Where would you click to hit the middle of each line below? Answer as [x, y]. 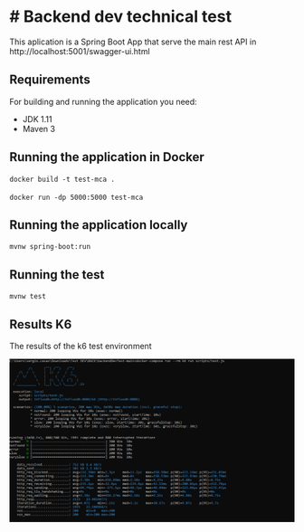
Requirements [50, 80]
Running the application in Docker [107, 157]
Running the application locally [99, 225]
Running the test [57, 275]
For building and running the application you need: [103, 101]
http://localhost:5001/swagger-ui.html [80, 51]
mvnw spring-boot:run [50, 247]
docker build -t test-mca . [62, 179]
